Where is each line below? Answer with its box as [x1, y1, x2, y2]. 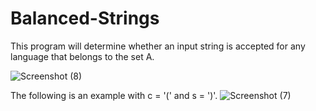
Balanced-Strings [10, 7, 160, 30]
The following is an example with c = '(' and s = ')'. [10, 89, 218, 101]
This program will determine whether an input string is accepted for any [10, 40, 306, 52]
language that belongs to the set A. [10, 50, 155, 62]
